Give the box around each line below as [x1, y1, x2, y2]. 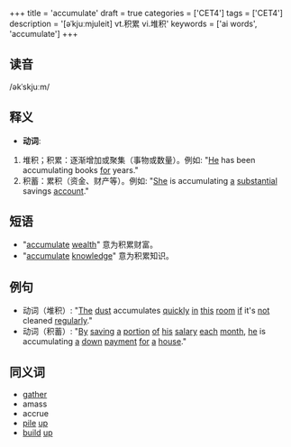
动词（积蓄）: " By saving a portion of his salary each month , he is [22, 326, 266, 337]
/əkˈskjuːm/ [9, 81, 50, 92]
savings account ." [22, 185, 90, 196]
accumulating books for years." [22, 164, 140, 175]
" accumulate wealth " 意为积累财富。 [22, 239, 159, 251]
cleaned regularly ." [22, 315, 93, 326]
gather [22, 389, 48, 400]
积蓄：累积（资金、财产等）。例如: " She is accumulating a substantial [22, 175, 277, 186]
